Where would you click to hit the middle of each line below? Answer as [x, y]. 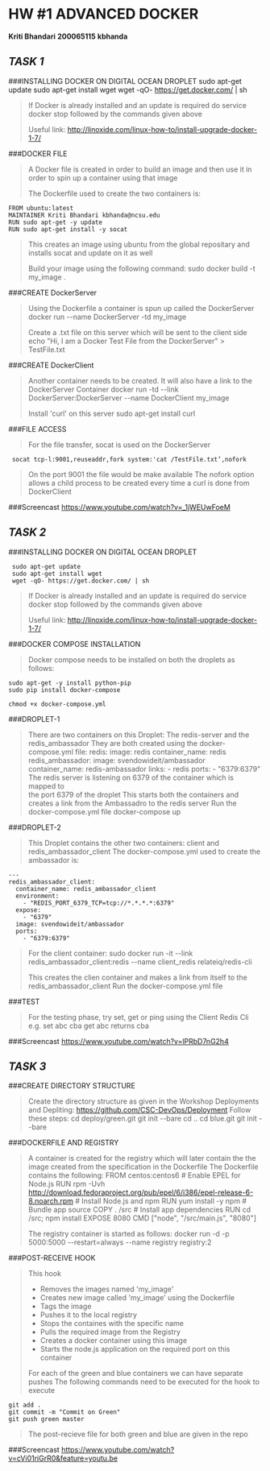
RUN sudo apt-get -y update [56, 222]
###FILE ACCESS [37, 429]
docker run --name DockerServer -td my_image [107, 317]
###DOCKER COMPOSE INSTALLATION [75, 644]
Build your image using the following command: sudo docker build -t [141, 268]
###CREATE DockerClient [51, 365]
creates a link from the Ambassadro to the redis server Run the [132, 803]
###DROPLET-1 [34, 719]
